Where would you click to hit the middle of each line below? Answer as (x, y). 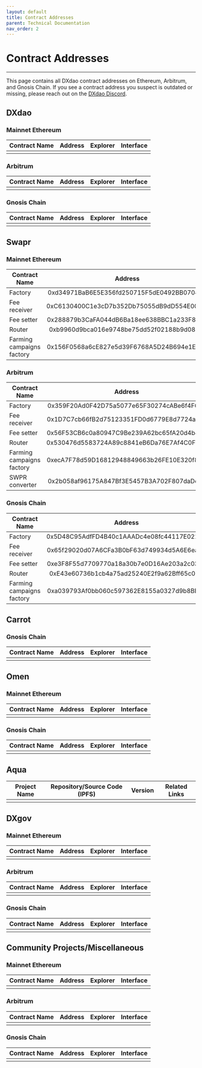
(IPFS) (87, 794)
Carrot (19, 620)
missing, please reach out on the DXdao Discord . (67, 94)
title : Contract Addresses (40, 17)
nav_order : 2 (23, 29)
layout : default (26, 12)
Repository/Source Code (87, 787)
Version (143, 790)
